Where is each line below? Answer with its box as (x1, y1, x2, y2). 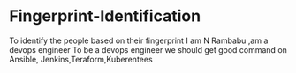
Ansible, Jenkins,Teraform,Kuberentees (9, 54, 153, 64)
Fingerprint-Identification (9, 6, 201, 26)
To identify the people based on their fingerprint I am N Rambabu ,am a (9, 35, 269, 46)
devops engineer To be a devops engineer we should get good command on (9, 44, 287, 55)
